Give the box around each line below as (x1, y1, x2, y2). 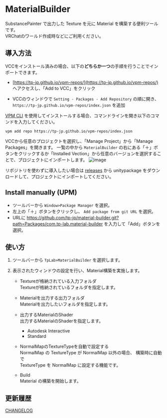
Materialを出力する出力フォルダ (19, 295, 85, 301)
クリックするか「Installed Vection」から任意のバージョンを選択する (18, 150, 157, 156)
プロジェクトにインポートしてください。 (30, 173, 114, 180)
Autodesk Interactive (27, 328, 70, 334)
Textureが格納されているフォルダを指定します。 (19, 285, 118, 291)
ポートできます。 (5, 69, 40, 75)
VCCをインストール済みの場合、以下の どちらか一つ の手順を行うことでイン (5, 63, 159, 69)
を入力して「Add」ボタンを (104, 220, 161, 227)
